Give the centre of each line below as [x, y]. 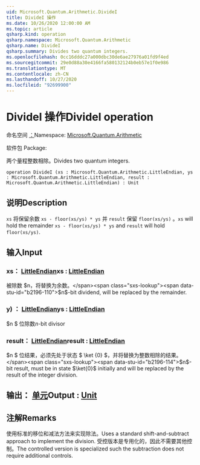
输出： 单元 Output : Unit [52, 396]
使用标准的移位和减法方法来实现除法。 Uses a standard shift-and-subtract [98, 433]
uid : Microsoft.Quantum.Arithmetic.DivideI [62, 12]
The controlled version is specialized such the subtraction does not [101, 449]
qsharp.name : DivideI [34, 46]
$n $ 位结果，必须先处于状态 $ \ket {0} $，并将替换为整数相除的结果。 [94, 355]
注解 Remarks [31, 418]
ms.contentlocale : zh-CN [37, 74]
